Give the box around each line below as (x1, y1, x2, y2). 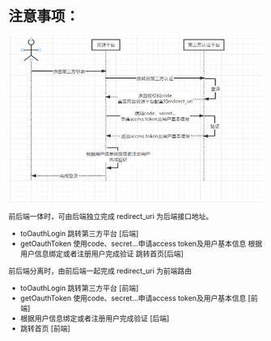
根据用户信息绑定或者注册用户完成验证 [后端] (19, 313, 170, 323)
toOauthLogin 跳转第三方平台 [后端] (19, 228, 139, 238)
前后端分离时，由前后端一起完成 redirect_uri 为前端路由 (8, 266, 193, 276)
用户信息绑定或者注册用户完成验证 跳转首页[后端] (19, 248, 184, 259)
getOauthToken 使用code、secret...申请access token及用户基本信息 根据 (19, 238, 263, 248)
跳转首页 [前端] (19, 323, 70, 333)
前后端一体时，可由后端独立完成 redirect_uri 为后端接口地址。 (8, 211, 214, 221)
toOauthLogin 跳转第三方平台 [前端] (19, 283, 139, 293)
